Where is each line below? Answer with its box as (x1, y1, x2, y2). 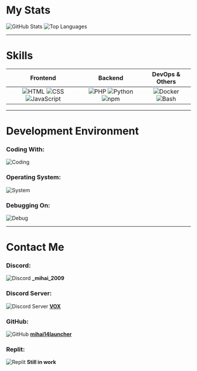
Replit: (6, 345, 25, 353)
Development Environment (6, 124, 139, 138)
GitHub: (6, 317, 29, 325)
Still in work (26, 359, 56, 366)
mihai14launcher (30, 331, 72, 338)
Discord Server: (6, 290, 52, 298)
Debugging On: (6, 201, 50, 209)
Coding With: (6, 145, 45, 153)
